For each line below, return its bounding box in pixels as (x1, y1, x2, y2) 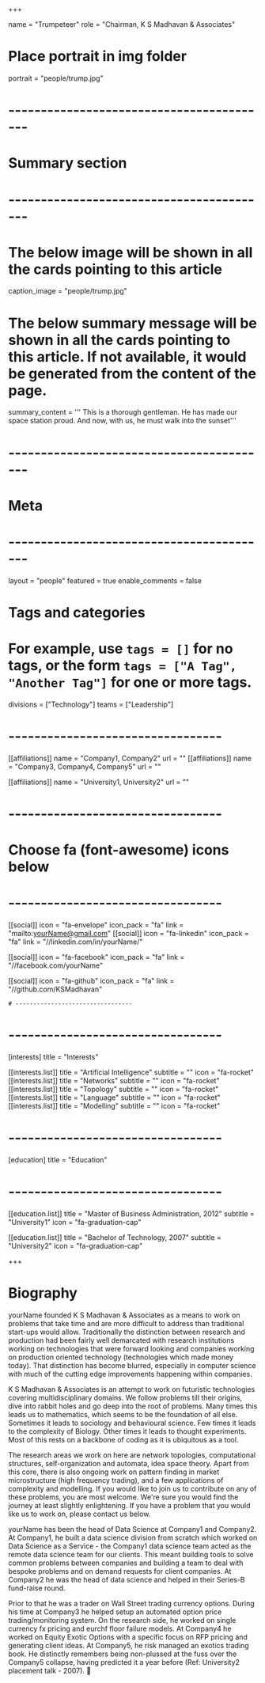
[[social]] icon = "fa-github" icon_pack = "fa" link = (8, 976, 175, 986)
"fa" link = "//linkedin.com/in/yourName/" (8, 937, 143, 946)
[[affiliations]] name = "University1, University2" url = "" (8, 777, 190, 787)
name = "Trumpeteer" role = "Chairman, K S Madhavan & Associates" (8, 20, 236, 28)
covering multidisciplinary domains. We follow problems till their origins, (8, 1393, 243, 1402)
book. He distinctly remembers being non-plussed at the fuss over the (8, 1649, 237, 1658)
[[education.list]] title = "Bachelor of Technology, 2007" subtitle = (8, 1232, 221, 1242)
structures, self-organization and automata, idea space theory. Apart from (8, 1458, 249, 1468)
